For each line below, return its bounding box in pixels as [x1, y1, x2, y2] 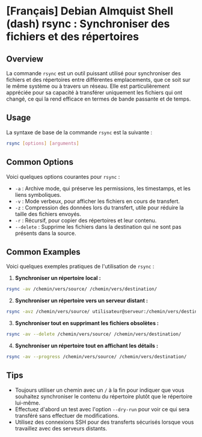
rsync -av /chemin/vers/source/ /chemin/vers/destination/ [6, 286, 158, 293]
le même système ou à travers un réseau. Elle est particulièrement [6, 82, 170, 90]
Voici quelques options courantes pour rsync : [6, 173, 120, 180]
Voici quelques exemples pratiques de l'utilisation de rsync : [6, 263, 155, 270]
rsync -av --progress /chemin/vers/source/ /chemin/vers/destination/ [6, 353, 187, 359]
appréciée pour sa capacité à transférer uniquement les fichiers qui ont [6, 89, 182, 96]
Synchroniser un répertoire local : [14, 274, 101, 282]
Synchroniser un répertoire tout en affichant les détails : [14, 342, 158, 349]
